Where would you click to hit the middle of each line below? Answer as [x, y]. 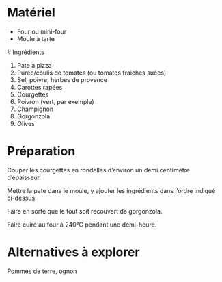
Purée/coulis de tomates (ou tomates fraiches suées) [92, 73]
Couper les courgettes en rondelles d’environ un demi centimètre [98, 170]
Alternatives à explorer [73, 252]
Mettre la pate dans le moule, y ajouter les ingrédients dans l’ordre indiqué [111, 190]
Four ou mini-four [42, 31]
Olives [26, 123]
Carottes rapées [40, 87]
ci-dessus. [22, 198]
